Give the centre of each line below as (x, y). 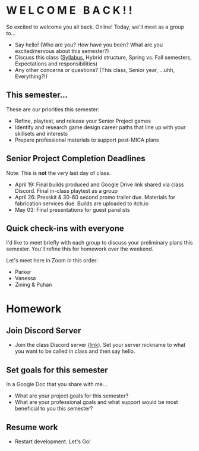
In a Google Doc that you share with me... (57, 384)
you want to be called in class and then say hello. (75, 351)
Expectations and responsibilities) (56, 64)
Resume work (32, 427)
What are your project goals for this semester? (72, 396)
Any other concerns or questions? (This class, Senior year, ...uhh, (95, 70)
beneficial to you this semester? (54, 409)
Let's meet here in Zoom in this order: (52, 261)
